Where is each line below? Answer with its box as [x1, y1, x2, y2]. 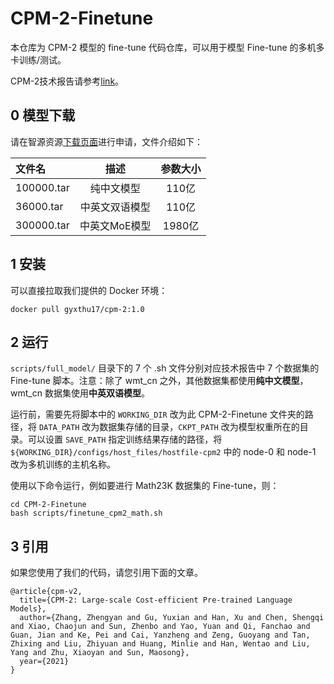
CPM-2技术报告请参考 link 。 [10, 75, 125, 87]
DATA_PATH [38, 423, 80, 433]
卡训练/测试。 [10, 53, 67, 66]
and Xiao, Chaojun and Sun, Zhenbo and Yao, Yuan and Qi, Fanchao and [10, 622, 311, 632]
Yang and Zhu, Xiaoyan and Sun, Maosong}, [10, 648, 190, 658]
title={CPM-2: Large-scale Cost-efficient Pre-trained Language [19, 595, 293, 606]
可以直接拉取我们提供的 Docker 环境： [10, 284, 168, 296]
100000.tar [15, 180, 70, 194]
